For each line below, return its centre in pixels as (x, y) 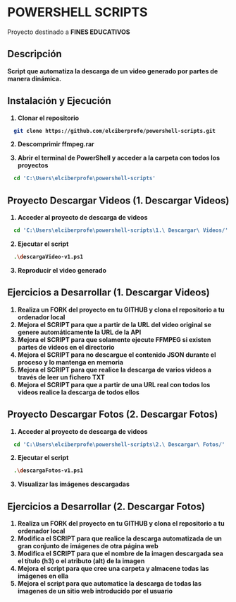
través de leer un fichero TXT (61, 377)
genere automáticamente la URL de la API (79, 332)
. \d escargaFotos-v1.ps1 (48, 471)
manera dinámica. (35, 78)
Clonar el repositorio (48, 118)
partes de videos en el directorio (66, 347)
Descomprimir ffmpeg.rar (56, 144)
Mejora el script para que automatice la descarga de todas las (110, 584)
